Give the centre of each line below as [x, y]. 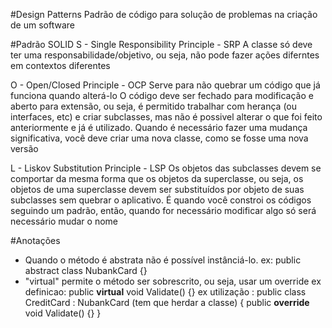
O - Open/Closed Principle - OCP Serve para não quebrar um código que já [165, 85]
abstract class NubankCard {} [86, 270]
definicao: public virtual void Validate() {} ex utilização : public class [165, 292]
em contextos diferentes [60, 65]
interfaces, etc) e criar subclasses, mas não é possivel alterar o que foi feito [166, 117]
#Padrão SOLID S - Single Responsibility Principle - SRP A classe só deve [161, 44]
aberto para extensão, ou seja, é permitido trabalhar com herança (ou [154, 106]
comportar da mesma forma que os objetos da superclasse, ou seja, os [157, 178]
